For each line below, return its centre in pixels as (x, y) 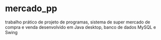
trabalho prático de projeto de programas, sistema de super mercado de (78, 22)
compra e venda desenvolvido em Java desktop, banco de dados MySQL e (80, 27)
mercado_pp (31, 9)
